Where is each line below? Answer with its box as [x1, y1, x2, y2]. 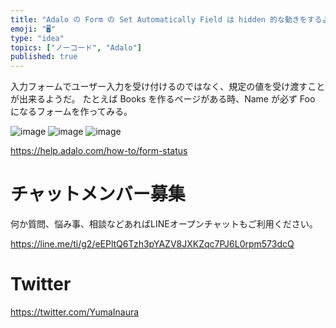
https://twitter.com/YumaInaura [10, 306, 140, 318]
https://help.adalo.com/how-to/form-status [10, 145, 188, 157]
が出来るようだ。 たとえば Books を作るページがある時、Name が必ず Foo [10, 93, 316, 105]
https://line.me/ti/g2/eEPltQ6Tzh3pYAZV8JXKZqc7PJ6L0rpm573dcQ [10, 238, 295, 250]
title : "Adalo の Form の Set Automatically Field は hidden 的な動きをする [10, 14, 323, 25]
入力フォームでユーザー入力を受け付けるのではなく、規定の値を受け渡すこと [10, 81, 326, 93]
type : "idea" [10, 33, 65, 43]
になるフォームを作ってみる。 [10, 106, 133, 118]
